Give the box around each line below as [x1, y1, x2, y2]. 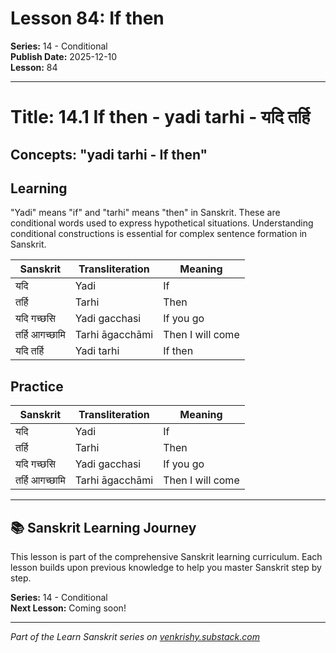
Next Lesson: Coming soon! [10, 602, 127, 614]
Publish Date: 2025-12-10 [10, 50, 118, 62]
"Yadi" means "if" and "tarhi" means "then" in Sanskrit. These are [10, 207, 281, 219]
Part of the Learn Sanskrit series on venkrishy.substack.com [10, 630, 260, 642]
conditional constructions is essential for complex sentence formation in [10, 228, 308, 240]
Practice [10, 378, 64, 395]
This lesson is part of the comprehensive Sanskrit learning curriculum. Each [10, 550, 323, 562]
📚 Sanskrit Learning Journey [10, 519, 197, 536]
